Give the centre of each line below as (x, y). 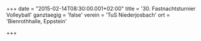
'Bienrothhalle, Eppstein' (37, 21)
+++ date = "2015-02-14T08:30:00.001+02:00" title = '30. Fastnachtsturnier (101, 9)
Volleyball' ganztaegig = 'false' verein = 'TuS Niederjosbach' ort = (88, 15)
